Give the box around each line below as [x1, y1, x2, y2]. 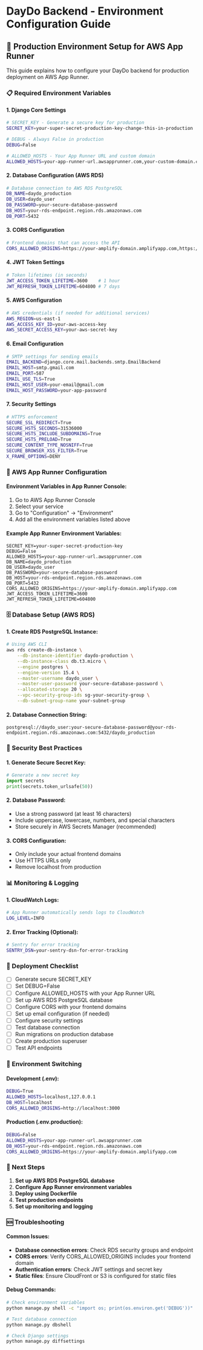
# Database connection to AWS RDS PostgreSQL [6, 185, 123, 191]
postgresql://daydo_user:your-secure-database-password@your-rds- [6, 724, 177, 731]
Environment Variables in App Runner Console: [6, 483, 127, 490]
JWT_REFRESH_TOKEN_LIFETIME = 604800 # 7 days [6, 283, 120, 290]
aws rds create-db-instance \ [6, 647, 83, 653]
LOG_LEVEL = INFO [6, 915, 45, 921]
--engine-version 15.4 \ [17, 670, 80, 676]
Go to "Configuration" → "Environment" [14, 509, 114, 517]
